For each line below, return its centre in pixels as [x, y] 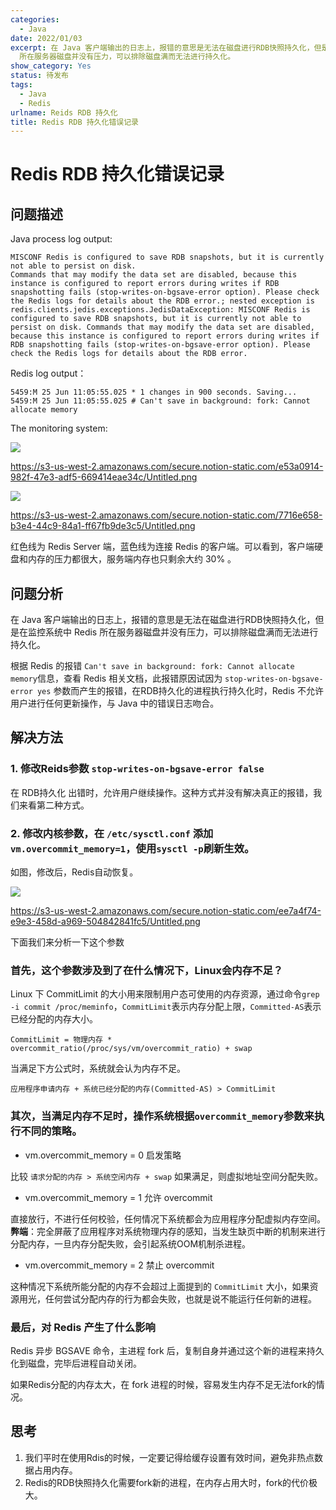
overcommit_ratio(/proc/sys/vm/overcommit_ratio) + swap [131, 1049]
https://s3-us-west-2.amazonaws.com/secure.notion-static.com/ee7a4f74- [166, 911]
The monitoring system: [59, 428]
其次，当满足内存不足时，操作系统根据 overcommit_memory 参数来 [162, 1116]
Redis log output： [48, 373]
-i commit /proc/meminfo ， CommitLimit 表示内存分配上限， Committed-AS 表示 [166, 1007]
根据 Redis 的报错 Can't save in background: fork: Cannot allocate [152, 666]
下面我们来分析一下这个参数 [67, 942]
